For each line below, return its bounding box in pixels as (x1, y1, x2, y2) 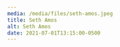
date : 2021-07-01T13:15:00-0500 (7, 29, 101, 37)
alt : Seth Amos (7, 23, 51, 30)
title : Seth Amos (7, 17, 58, 23)
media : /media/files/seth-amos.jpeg (7, 10, 113, 17)
